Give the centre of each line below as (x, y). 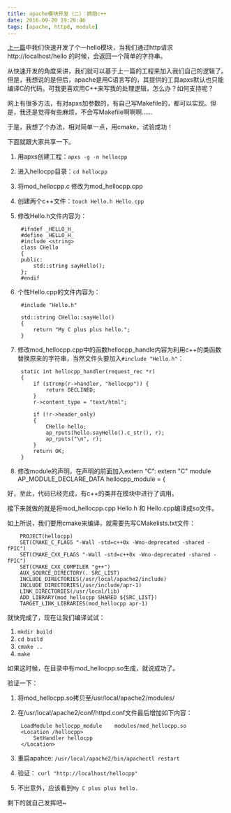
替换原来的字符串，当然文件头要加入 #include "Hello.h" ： (100, 359)
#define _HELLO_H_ (47, 236)
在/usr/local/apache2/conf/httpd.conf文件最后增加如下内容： (105, 713)
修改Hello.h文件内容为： (52, 216)
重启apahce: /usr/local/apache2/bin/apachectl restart (98, 758)
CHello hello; (66, 427)
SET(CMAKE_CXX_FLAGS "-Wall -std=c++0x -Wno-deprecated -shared (115, 555)
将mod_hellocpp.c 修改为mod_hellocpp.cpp (80, 187)
